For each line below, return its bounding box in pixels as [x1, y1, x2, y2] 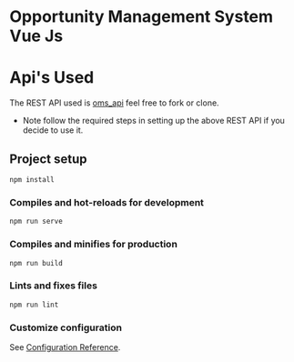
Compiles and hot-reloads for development [9, 196, 205, 208]
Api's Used [9, 67, 95, 88]
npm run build [9, 258, 64, 267]
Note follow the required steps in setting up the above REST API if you [22, 116, 285, 126]
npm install [9, 175, 55, 184]
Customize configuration [9, 321, 123, 334]
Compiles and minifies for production [9, 238, 177, 251]
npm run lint [9, 300, 59, 309]
